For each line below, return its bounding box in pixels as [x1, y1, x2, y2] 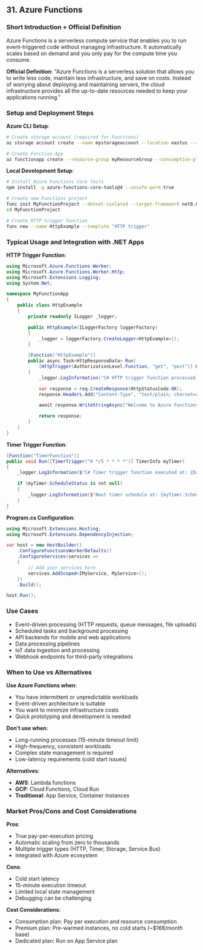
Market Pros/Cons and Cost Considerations [6, 807, 137, 815]
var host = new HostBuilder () [6, 542, 83, 549]
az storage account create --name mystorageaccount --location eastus [6, 139, 188, 146]
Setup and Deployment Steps [6, 108, 94, 117]
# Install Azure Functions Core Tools [6, 179, 104, 185]
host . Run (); [6, 593, 36, 599]
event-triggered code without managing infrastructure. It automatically [6, 43, 182, 50]
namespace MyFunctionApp [6, 291, 69, 297]
